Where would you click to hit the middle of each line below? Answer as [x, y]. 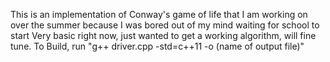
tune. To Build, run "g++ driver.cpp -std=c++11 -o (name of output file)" [157, 46]
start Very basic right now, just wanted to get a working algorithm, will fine [163, 35]
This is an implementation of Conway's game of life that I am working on [159, 14]
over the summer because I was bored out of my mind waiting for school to [165, 25]
